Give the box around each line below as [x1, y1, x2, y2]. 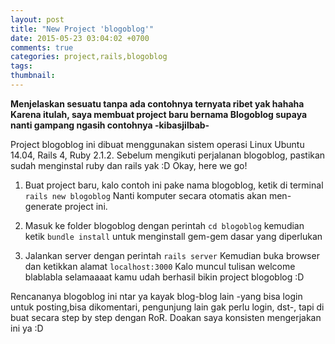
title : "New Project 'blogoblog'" [10, 24, 155, 34]
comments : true [10, 42, 74, 53]
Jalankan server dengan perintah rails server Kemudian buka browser [24, 249, 320, 261]
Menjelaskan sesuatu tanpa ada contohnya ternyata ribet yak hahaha [10, 97, 305, 110]
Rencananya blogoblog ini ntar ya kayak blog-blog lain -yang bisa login [10, 290, 303, 302]
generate [24, 200, 63, 212]
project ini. [64, 200, 108, 212]
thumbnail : [10, 71, 56, 81]
